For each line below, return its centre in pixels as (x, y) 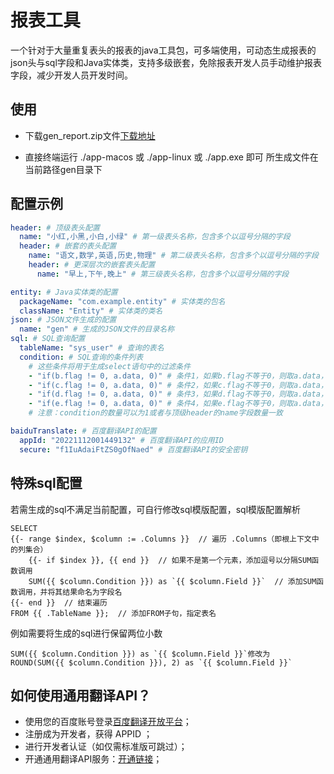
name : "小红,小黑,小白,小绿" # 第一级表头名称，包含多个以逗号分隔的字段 (155, 237)
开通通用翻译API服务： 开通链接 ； (93, 759)
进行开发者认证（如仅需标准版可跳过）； (106, 747)
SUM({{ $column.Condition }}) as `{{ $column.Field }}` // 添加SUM (172, 581)
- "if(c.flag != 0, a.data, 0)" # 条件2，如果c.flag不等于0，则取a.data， (178, 385)
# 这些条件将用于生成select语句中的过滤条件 (110, 366)
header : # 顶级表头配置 (55, 227)
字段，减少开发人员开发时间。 (71, 75)
